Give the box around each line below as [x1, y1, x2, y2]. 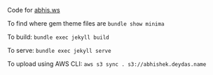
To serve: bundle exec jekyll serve [7, 47, 111, 54]
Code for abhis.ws [7, 6, 61, 14]
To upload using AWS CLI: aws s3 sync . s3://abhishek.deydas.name [7, 60, 207, 68]
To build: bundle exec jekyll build [7, 33, 110, 41]
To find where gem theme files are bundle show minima [7, 19, 165, 27]
